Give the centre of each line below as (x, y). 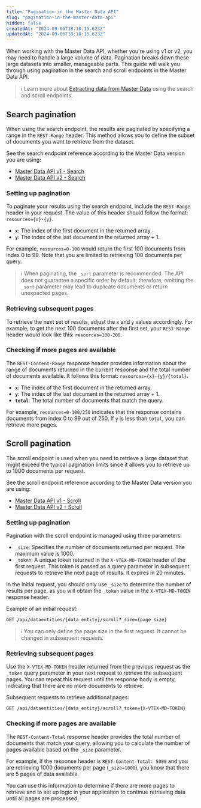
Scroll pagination (39, 444)
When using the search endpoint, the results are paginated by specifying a (98, 129)
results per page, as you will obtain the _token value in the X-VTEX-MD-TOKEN (98, 591)
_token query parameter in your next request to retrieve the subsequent (94, 673)
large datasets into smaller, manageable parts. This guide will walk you (93, 64)
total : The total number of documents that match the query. (89, 400)
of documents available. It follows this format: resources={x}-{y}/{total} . (97, 375)
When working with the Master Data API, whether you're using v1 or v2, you (99, 51)
